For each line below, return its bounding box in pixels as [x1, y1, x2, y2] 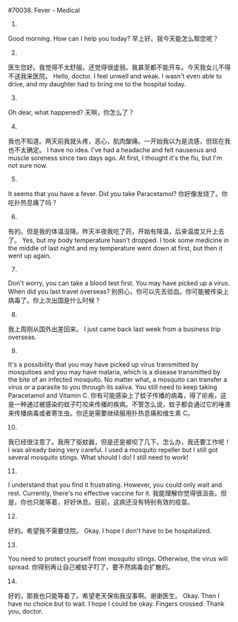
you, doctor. [8, 607, 43, 615]
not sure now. [8, 161, 48, 169]
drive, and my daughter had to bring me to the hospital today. [8, 80, 186, 88]
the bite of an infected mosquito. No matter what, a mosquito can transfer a [8, 375, 227, 384]
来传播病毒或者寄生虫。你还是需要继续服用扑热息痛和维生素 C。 [8, 409, 194, 417]
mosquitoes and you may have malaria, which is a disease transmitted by [8, 368, 221, 376]
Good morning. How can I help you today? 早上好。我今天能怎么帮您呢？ [8, 35, 219, 42]
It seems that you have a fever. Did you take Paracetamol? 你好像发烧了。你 [8, 190, 228, 197]
